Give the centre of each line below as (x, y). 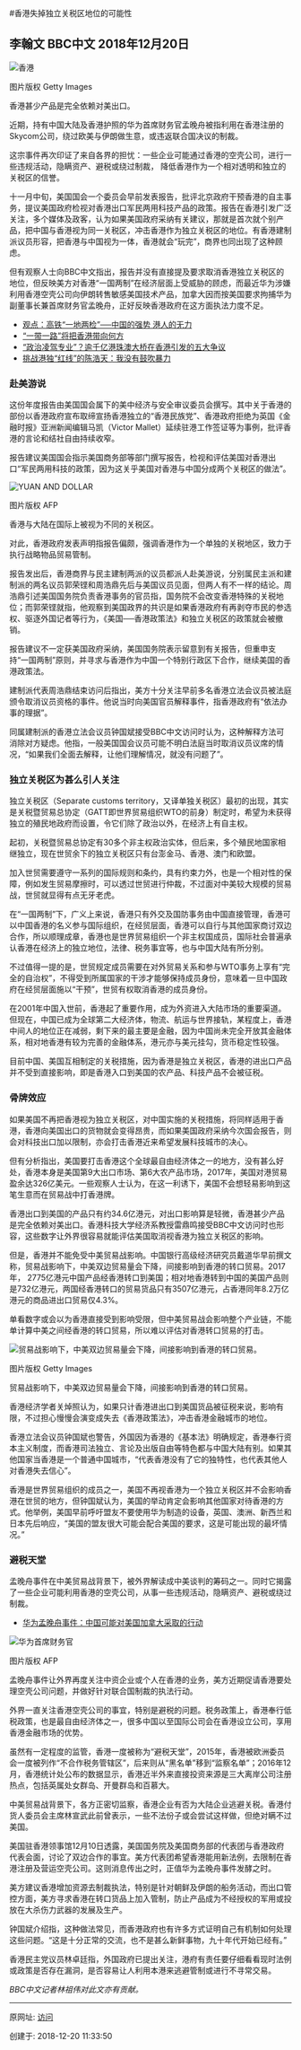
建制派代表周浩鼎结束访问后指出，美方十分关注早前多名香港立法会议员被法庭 (150, 690)
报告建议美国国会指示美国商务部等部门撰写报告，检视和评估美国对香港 (139, 458)
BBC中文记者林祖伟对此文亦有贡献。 (76, 1989)
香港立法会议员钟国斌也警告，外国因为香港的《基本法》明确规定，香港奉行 (146, 1437)
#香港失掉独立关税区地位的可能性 (71, 13)
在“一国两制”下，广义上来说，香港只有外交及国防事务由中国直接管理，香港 (146, 915)
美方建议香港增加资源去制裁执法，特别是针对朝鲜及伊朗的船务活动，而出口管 (150, 1887)
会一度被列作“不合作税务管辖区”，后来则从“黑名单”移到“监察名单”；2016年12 (150, 1763)
